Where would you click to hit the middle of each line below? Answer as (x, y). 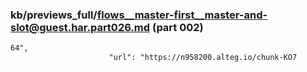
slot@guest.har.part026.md (80, 27)
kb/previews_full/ (54, 15)
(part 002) (177, 27)
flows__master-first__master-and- (182, 15)
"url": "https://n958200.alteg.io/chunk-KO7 (203, 58)
